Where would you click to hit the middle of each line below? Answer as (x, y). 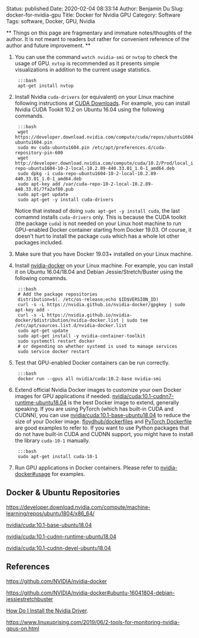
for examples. (68, 474)
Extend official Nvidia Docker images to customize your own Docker (98, 390)
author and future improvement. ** (48, 45)
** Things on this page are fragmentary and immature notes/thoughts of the (99, 33)
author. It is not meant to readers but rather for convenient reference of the (98, 39)
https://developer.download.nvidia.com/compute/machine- (78, 507)
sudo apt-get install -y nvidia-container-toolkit (81, 336)
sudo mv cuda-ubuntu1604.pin (54, 148)
